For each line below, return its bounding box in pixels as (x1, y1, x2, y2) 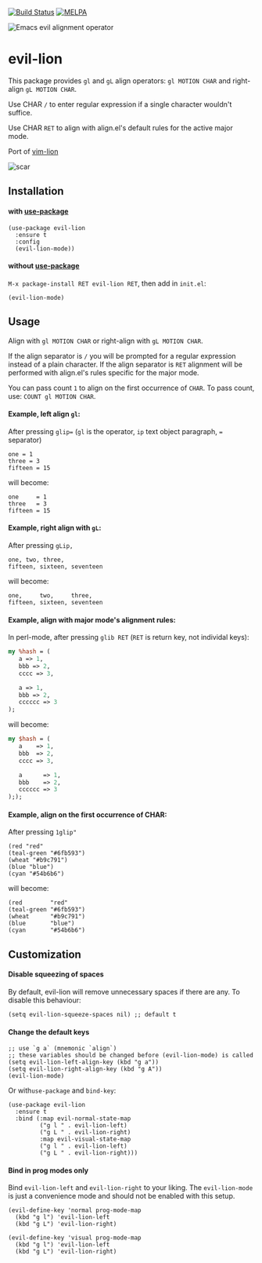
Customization (8, 947, 82, 961)
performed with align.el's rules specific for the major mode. (8, 367, 199, 377)
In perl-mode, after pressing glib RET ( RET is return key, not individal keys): (8, 633, 249, 642)
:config (15, 238, 41, 246)
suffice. (8, 108, 33, 117)
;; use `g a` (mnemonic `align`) (8, 1045, 117, 1053)
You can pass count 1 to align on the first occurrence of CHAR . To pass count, (8, 383, 255, 392)
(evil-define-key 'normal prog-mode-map (8, 1206, 142, 1214)
